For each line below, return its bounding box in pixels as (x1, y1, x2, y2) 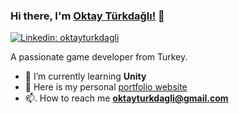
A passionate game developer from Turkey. (10, 51, 188, 63)
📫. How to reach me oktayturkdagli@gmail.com (24, 92, 229, 104)
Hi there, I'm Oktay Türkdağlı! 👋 (10, 9, 165, 23)
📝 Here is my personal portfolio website (24, 81, 188, 93)
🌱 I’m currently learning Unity (24, 70, 147, 83)
